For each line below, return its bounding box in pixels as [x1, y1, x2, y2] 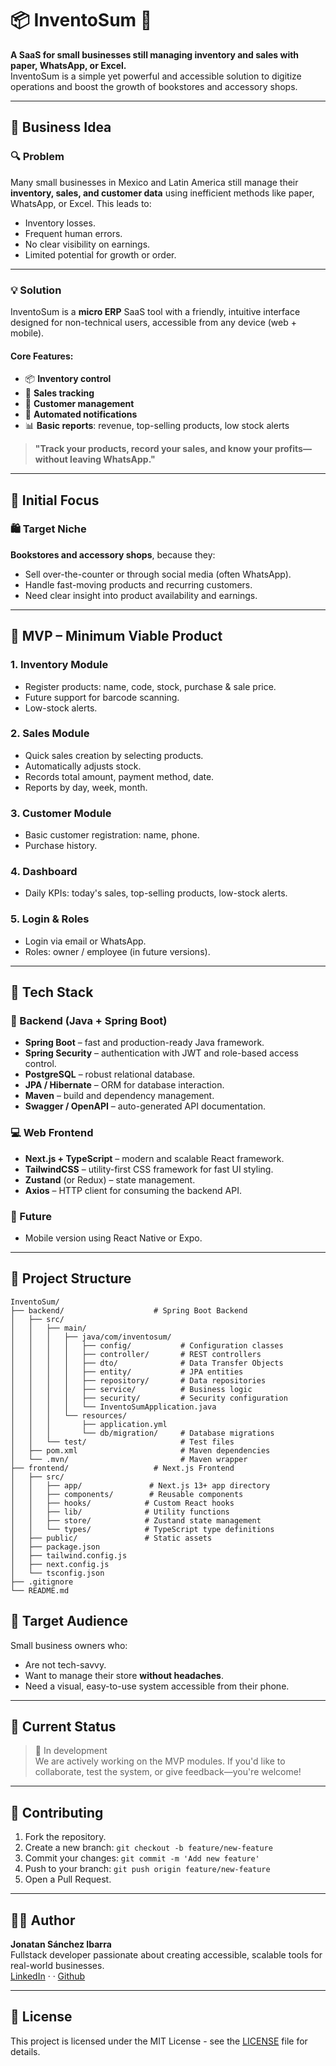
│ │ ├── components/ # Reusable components [10, 1489, 244, 1499]
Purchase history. [24, 840, 98, 852]
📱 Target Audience [10, 1613, 129, 1630]
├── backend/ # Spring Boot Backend [10, 1305, 248, 1316]
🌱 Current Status [10, 1718, 117, 1735]
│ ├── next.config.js [10, 1559, 110, 1569]
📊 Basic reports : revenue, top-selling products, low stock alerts [24, 420, 290, 432]
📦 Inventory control [24, 373, 112, 385]
